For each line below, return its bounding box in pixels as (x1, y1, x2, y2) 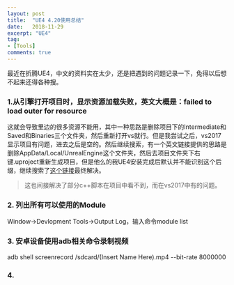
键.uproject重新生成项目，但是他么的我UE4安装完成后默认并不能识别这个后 (7, 157, 222, 166)
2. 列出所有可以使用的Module (7, 200, 107, 210)
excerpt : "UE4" (7, 29, 52, 37)
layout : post (7, 10, 45, 17)
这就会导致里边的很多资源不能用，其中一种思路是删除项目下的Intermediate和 (7, 123, 226, 131)
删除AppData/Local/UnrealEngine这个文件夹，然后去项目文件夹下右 (7, 149, 201, 157)
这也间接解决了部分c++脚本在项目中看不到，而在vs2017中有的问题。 (24, 181, 221, 190)
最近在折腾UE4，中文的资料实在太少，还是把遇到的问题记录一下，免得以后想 (7, 69, 227, 77)
